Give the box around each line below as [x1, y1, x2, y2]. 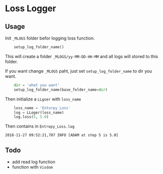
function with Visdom [12, 164, 53, 170]
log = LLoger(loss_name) [14, 110, 64, 115]
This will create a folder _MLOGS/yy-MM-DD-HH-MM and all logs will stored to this [5, 53, 158, 59]
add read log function [12, 159, 56, 165]
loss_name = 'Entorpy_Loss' [14, 105, 71, 110]
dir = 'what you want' [14, 82, 60, 88]
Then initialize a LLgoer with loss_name [5, 96, 81, 102]
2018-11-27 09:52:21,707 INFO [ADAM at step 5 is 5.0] [5, 133, 119, 138]
